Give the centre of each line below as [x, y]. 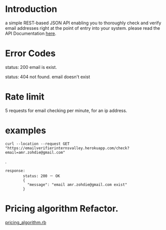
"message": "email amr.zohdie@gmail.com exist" [77, 184]
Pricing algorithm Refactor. [62, 208]
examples [26, 130]
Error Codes [30, 54]
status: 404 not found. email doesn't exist [48, 77]
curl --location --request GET [37, 144]
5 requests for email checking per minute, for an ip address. [66, 111]
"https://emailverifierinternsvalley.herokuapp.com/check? [67, 148]
